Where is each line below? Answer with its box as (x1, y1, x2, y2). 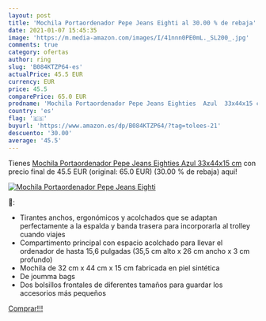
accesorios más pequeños (19, 288, 107, 297)
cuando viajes (19, 229, 66, 239)
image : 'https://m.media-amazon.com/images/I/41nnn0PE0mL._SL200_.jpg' (8, 33, 249, 42)
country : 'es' (8, 108, 55, 115)
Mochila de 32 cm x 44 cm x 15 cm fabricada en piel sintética (19, 262, 220, 273)
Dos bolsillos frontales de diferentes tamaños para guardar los (19, 280, 223, 289)
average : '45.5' (8, 136, 62, 145)
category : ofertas (8, 48, 69, 56)
